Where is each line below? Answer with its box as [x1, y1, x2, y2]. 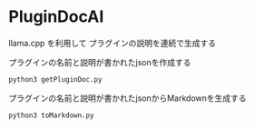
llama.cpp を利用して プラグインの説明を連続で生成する [8, 37, 217, 48]
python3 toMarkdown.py [8, 111, 94, 120]
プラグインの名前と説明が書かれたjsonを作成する [8, 56, 191, 67]
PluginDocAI [8, 6, 104, 27]
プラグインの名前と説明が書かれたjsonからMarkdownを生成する [8, 93, 247, 104]
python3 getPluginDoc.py [8, 74, 103, 84]
